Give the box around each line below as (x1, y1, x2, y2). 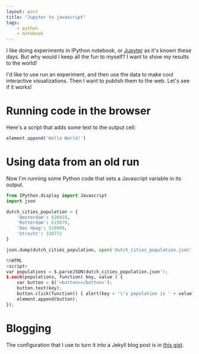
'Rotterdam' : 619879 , (17, 220, 70, 226)
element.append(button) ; (17, 296, 78, 302)
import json (6, 198, 36, 204)
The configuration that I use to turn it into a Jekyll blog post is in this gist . (6, 341, 184, 348)
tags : (6, 20, 20, 25)
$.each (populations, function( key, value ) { (6, 274, 123, 280)
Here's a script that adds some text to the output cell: (6, 124, 136, 131)
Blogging (6, 321, 52, 335)
